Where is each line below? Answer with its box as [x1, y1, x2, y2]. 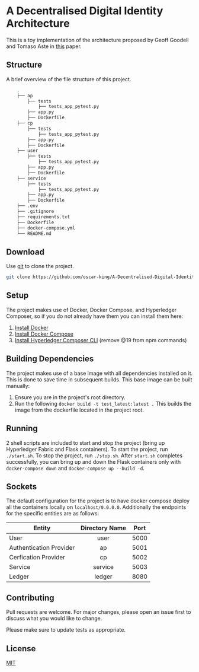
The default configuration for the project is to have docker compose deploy [6, 497, 190, 505]
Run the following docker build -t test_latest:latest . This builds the [14, 400, 192, 407]
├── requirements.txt [17, 214, 70, 220]
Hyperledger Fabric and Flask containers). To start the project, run [6, 445, 168, 453]
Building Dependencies [6, 354, 94, 364]
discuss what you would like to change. [6, 615, 102, 622]
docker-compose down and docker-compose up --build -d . [6, 464, 145, 472]
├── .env [17, 203, 38, 209]
